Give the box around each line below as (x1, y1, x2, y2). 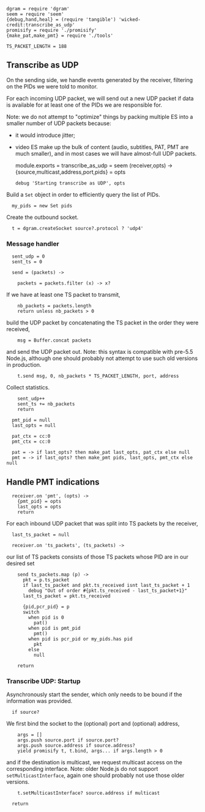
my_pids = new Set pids (12, 202, 72, 209)
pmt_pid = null (12, 417, 51, 423)
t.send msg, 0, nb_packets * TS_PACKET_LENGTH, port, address (17, 373, 179, 380)
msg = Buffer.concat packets (17, 337, 92, 343)
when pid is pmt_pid (28, 625, 81, 631)
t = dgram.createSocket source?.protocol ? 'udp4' (12, 225, 144, 231)
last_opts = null (12, 423, 56, 429)
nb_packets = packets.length (17, 303, 92, 309)
